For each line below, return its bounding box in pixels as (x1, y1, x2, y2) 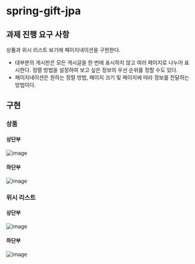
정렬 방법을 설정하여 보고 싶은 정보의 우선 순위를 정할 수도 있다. (32, 67, 178, 73)
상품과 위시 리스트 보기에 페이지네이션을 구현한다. (6, 46, 121, 53)
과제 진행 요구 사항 (6, 29, 70, 39)
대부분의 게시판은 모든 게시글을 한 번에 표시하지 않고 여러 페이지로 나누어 (14, 59, 183, 66)
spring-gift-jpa (6, 4, 81, 18)
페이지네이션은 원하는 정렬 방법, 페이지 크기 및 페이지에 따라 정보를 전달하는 (14, 74, 190, 81)
